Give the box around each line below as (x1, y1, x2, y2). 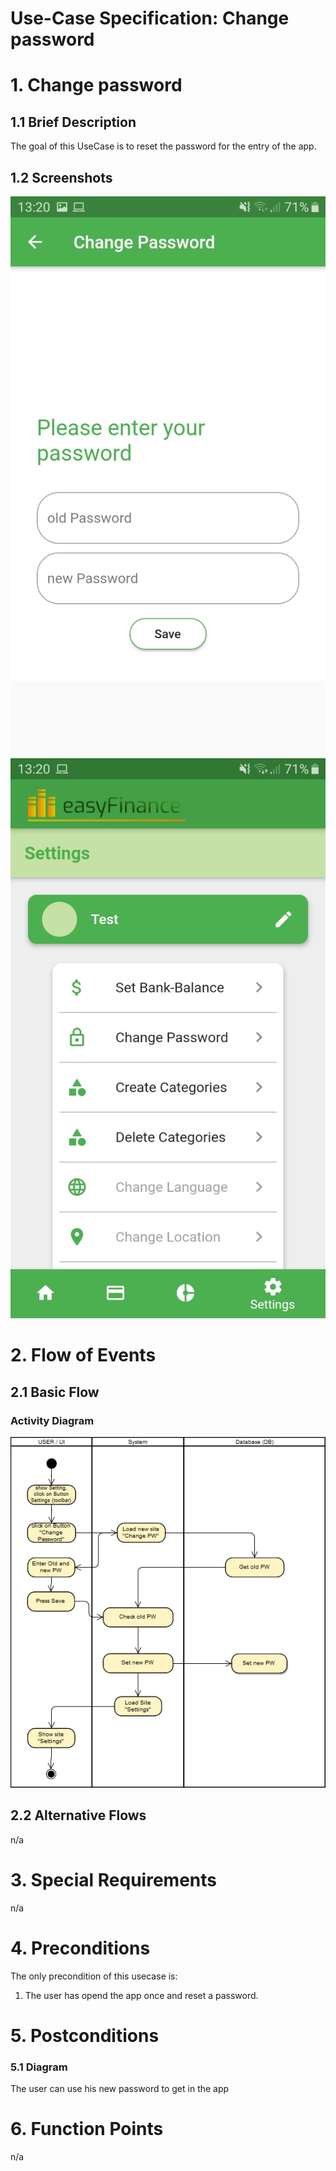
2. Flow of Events (10, 1344, 157, 1367)
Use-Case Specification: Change (10, 7, 290, 30)
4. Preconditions (10, 1937, 151, 1959)
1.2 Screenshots (10, 169, 113, 186)
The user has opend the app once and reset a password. (24, 1989, 259, 2001)
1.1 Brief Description (10, 113, 137, 131)
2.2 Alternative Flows (10, 1807, 147, 1824)
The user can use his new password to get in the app (10, 2083, 230, 2095)
